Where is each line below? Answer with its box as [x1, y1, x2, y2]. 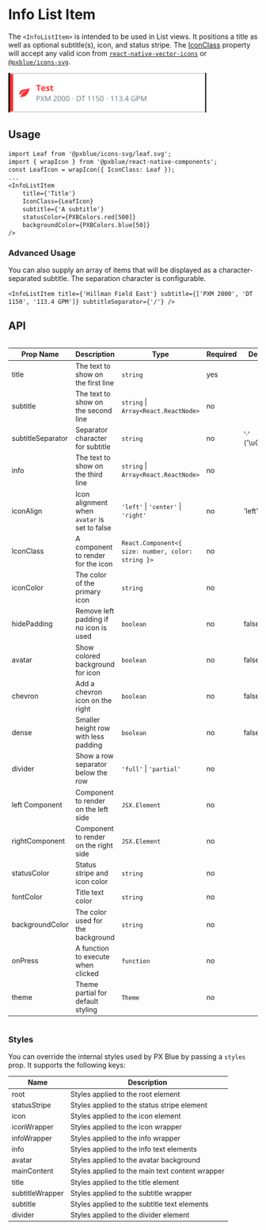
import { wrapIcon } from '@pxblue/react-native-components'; [8, 158, 218, 165]
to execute [74, 951, 110, 961]
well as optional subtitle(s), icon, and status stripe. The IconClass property [8, 40, 251, 49]
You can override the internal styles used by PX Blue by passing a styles [8, 1051, 246, 1061]
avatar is [74, 514, 104, 524]
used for [74, 916, 103, 925]
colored [74, 651, 101, 660]
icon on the [74, 695, 112, 705]
